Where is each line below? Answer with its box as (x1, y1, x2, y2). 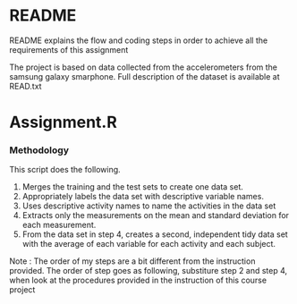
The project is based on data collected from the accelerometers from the (9, 62, 278, 72)
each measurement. (21, 220, 97, 231)
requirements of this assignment (9, 44, 129, 55)
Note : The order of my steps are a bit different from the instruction (9, 256, 256, 266)
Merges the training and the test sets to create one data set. (21, 182, 243, 192)
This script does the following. (9, 165, 121, 175)
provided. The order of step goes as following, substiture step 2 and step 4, (9, 266, 288, 276)
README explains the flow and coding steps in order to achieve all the (9, 35, 268, 46)
